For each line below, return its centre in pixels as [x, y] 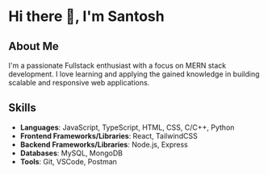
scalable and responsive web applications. [79, 83]
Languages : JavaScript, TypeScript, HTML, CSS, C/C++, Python [127, 127]
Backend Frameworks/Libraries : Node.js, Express [104, 144]
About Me [33, 46]
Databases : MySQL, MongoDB [71, 153]
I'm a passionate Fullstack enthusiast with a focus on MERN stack [117, 65]
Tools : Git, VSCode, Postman [68, 161]
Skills [22, 108]
